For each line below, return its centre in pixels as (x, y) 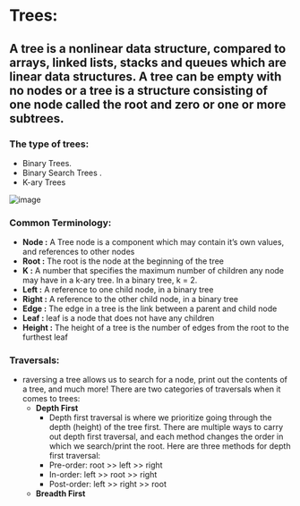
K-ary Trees (44, 182)
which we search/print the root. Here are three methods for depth (170, 446)
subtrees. (37, 118)
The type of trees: (49, 144)
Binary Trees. (47, 163)
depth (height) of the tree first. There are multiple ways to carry (166, 427)
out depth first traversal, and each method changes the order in (166, 437)
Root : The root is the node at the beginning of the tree (123, 261)
